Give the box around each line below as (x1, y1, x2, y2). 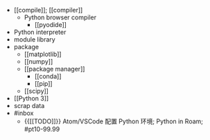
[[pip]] (34, 80, 53, 87)
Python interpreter (13, 28, 67, 36)
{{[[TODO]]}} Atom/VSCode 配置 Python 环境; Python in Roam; (24, 117, 203, 125)
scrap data (13, 102, 45, 110)
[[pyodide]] (34, 21, 67, 28)
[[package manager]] (24, 65, 85, 73)
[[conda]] (34, 72, 62, 80)
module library (13, 35, 55, 44)
